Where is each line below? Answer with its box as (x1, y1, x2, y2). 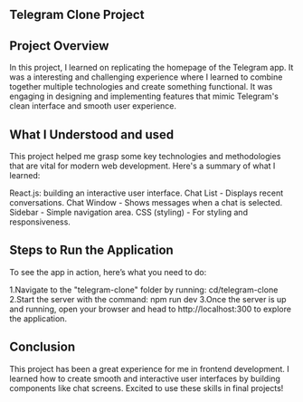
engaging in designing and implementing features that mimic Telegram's (9, 91, 279, 102)
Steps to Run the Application (9, 243, 174, 258)
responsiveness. (9, 216, 71, 227)
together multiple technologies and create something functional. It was (9, 81, 273, 92)
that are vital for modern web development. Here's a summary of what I (9, 160, 276, 171)
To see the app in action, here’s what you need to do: (9, 266, 207, 277)
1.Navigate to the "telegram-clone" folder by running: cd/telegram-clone (9, 284, 279, 295)
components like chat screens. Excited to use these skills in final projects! (9, 382, 284, 393)
